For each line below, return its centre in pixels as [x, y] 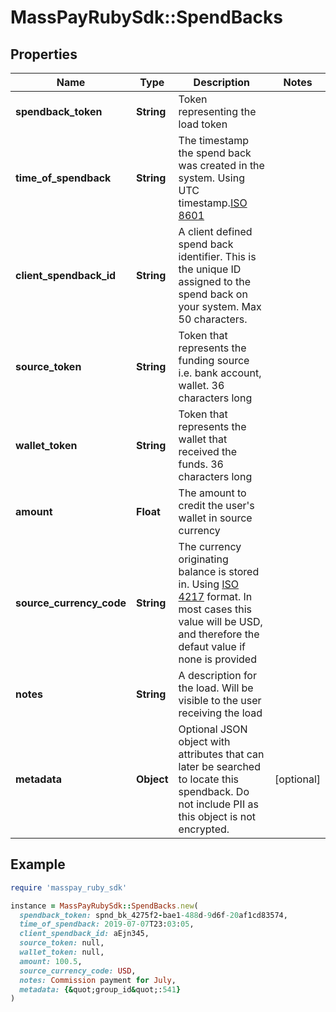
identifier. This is [217, 256]
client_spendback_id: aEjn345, [84, 934]
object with [204, 741]
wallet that [203, 439]
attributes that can [221, 754]
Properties [44, 54]
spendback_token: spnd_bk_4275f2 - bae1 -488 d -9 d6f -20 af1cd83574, [153, 915]
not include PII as [218, 804]
